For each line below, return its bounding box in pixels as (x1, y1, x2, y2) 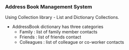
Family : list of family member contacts (19, 29, 98, 35)
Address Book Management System (5, 3, 92, 10)
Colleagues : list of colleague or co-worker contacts (19, 39, 125, 45)
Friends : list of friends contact (19, 34, 82, 40)
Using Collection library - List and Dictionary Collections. (5, 15, 120, 20)
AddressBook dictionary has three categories (12, 24, 104, 30)
